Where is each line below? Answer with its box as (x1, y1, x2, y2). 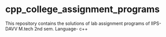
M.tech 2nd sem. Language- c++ (18, 25, 88, 31)
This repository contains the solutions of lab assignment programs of (5, 20, 150, 26)
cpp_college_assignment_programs (5, 4, 160, 15)
